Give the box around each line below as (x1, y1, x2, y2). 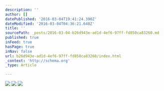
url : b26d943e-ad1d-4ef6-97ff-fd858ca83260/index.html (5, 53, 122, 59)
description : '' (5, 7, 39, 12)
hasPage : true (5, 44, 35, 49)
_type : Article (5, 63, 37, 68)
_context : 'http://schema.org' (5, 58, 70, 63)
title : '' (5, 26, 26, 31)
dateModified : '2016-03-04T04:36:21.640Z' (5, 21, 95, 26)
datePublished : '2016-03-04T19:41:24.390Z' (5, 16, 97, 21)
